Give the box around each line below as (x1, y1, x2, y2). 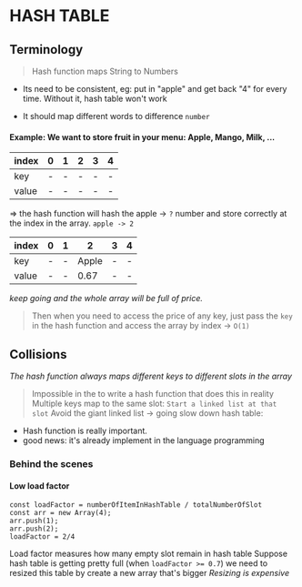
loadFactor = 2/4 (9, 532, 75, 541)
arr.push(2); (9, 524, 59, 533)
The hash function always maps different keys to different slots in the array (9, 370, 293, 382)
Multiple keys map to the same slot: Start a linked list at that (31, 398, 277, 410)
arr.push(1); (9, 516, 59, 526)
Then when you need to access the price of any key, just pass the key (31, 310, 293, 321)
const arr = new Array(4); (9, 509, 112, 518)
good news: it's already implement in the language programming (22, 435, 266, 446)
